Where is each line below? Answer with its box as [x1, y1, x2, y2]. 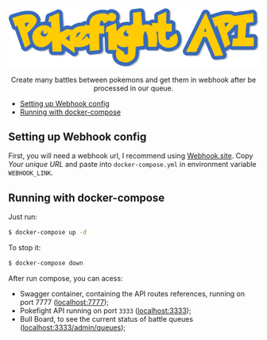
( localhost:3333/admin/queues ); [19, 323, 126, 332]
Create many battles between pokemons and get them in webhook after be [10, 75, 257, 84]
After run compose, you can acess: [8, 274, 123, 283]
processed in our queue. [93, 83, 174, 93]
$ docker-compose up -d [8, 229, 87, 237]
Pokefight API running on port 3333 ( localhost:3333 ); [19, 306, 192, 315]
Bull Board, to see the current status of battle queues [19, 315, 193, 323]
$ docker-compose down [8, 259, 83, 268]
